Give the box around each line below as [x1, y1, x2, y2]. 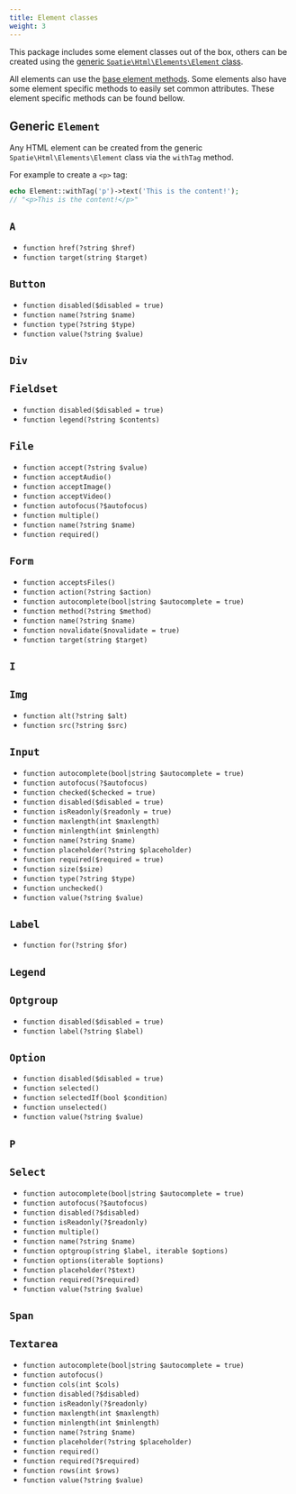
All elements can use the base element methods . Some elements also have [9, 73, 287, 84]
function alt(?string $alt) [22, 711, 128, 721]
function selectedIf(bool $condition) [22, 1094, 168, 1103]
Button [9, 278, 47, 291]
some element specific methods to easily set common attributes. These [9, 83, 274, 94]
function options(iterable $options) [22, 1256, 165, 1265]
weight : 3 [9, 22, 47, 31]
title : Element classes [9, 13, 99, 23]
